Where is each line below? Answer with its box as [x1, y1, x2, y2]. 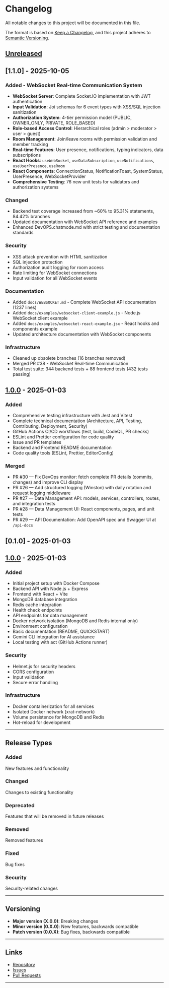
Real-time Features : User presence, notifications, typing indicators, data [12, 147, 163, 153]
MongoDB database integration [12, 597, 77, 603]
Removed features [5, 837, 43, 843]
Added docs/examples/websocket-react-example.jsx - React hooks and [12, 320, 159, 326]
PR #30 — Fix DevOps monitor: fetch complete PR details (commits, [12, 474, 153, 480]
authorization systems [12, 184, 59, 190]
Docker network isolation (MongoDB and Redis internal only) [12, 618, 138, 624]
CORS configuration [12, 669, 54, 675]
